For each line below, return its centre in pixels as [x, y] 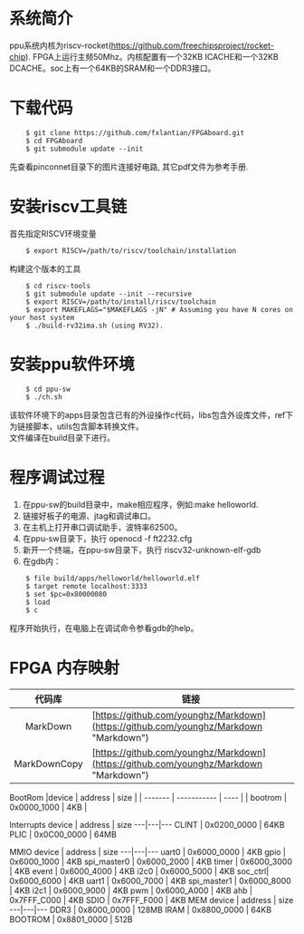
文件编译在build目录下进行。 [62, 437]
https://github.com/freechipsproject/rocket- [192, 45]
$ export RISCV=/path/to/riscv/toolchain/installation [131, 250]
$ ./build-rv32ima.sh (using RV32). [95, 326]
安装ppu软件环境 [72, 365]
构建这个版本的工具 [45, 268]
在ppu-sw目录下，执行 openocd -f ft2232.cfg [107, 538]
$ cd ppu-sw [48, 389]
